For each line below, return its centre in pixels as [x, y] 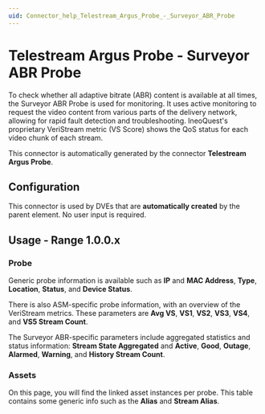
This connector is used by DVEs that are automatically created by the [124, 207]
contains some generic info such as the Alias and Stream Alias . [114, 401]
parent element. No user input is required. [77, 215]
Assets [22, 375]
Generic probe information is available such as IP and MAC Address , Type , [132, 281]
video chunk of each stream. [56, 137]
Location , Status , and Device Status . [70, 289]
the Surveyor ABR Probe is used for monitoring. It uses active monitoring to [132, 103]
